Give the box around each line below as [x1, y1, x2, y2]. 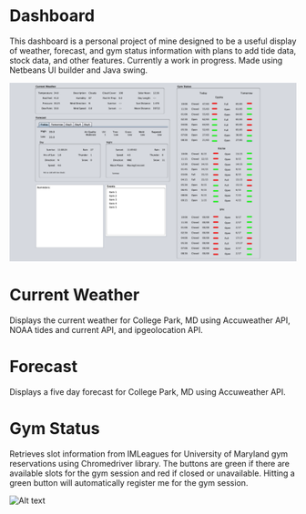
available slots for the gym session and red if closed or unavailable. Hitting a [9, 468, 296, 479]
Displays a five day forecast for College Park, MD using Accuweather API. [9, 386, 287, 397]
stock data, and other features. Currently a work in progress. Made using [9, 55, 283, 66]
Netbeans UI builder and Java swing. [9, 65, 148, 76]
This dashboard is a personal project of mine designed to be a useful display [9, 35, 297, 46]
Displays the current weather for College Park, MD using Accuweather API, [9, 315, 291, 326]
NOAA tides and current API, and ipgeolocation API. [9, 324, 203, 335]
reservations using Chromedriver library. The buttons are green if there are [9, 458, 290, 469]
